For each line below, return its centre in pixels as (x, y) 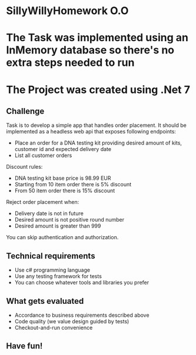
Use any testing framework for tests (58, 276)
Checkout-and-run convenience (54, 328)
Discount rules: (24, 167)
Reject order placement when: (43, 202)
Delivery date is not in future (49, 213)
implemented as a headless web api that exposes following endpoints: (91, 132)
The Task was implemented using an (97, 38)
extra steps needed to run (70, 63)
